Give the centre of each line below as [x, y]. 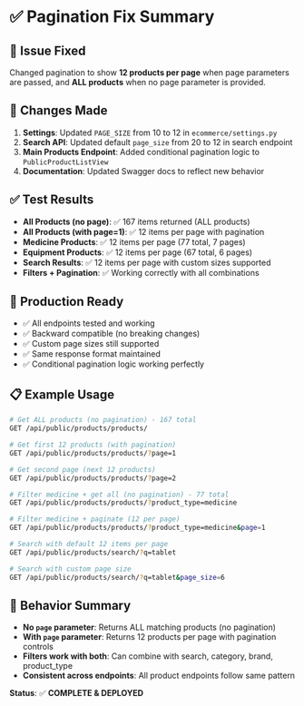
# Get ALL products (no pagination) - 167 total [103, 420]
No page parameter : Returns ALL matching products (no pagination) [149, 627]
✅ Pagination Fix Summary [112, 17]
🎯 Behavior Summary [70, 605]
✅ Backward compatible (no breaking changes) [111, 334]
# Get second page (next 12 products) [83, 469]
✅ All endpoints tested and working [89, 323]
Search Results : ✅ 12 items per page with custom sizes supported [147, 262]
